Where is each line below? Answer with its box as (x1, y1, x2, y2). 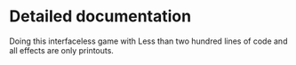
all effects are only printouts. (9, 45, 114, 55)
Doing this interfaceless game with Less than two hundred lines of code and (9, 36, 288, 46)
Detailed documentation (9, 6, 192, 27)
